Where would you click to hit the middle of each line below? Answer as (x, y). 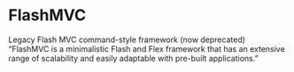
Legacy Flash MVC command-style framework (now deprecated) (127, 40)
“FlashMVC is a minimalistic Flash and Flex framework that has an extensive (147, 48)
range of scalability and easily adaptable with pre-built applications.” (133, 58)
